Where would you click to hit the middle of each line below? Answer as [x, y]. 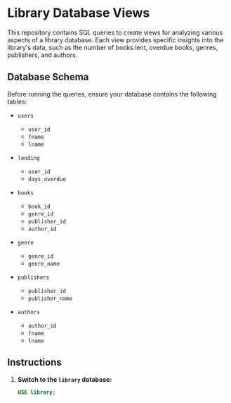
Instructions [34, 362]
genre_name [44, 263]
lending [28, 158]
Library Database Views [79, 13]
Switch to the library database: [65, 379]
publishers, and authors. [42, 55]
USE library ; [37, 392]
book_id [39, 206]
